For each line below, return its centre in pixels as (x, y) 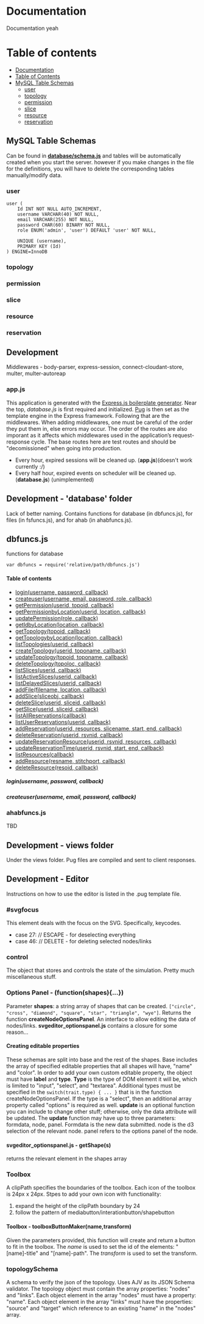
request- (184, 435)
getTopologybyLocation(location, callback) (69, 637)
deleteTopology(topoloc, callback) (58, 664)
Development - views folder (60, 845)
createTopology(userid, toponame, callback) (71, 650)
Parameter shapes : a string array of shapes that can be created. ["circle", (101, 1006)
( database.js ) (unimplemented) (55, 479)
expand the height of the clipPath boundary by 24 (77, 1206)
